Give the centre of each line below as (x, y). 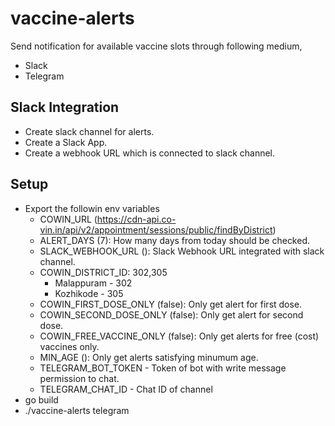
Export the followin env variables (92, 208)
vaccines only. (69, 346)
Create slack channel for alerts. (89, 131)
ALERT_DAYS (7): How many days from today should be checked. (175, 240)
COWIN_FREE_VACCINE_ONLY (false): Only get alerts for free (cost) (179, 336)
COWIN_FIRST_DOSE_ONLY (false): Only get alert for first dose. (171, 304)
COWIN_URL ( (68, 219)
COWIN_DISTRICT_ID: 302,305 (103, 272)
